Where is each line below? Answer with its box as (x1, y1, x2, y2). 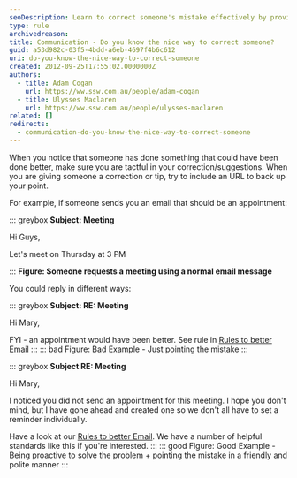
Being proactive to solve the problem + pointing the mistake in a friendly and (9, 450, 288, 460)
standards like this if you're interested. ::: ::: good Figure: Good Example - (9, 440, 276, 451)
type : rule (9, 21, 49, 30)
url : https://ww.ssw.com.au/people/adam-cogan (25, 87, 200, 95)
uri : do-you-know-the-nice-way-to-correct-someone (9, 54, 200, 63)
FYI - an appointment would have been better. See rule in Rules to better (9, 334, 272, 345)
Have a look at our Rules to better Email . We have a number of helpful (9, 430, 263, 442)
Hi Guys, (9, 231, 41, 242)
